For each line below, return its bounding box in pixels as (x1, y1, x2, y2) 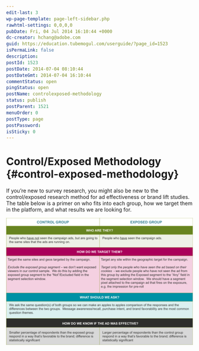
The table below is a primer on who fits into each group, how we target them (6, 200, 193, 207)
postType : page (6, 116, 44, 122)
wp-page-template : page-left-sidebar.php (6, 15, 110, 22)
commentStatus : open (6, 78, 57, 84)
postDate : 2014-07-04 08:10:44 (6, 66, 84, 72)
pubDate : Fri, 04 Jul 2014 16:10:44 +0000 (6, 29, 113, 34)
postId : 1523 (6, 59, 38, 65)
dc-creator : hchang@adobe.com (6, 34, 81, 41)
